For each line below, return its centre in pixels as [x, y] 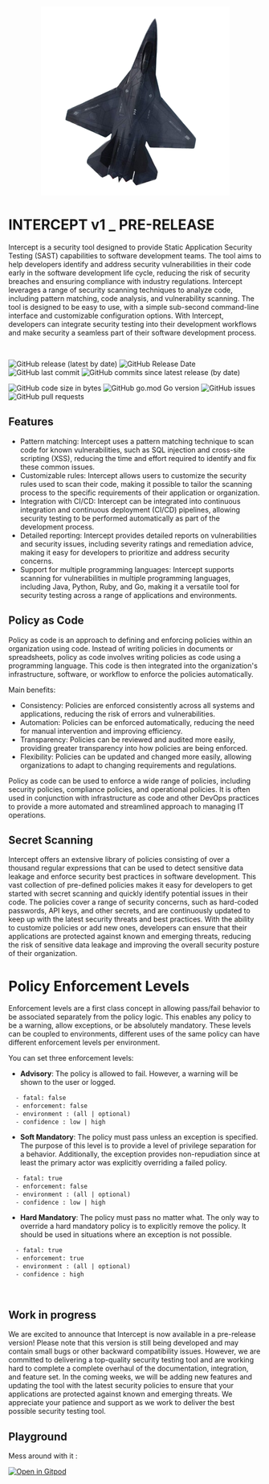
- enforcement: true [50, 1259]
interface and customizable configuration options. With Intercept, [116, 315]
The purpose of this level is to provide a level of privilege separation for [138, 1146]
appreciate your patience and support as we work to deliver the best [122, 1403]
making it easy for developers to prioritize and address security [125, 552]
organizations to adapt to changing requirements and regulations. [128, 765]
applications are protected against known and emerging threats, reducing [130, 937]
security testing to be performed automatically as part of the [120, 518]
